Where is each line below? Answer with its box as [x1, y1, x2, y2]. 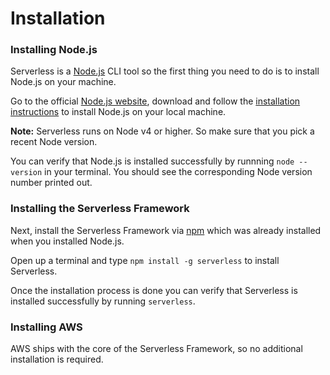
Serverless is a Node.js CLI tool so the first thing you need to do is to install [10, 65, 320, 77]
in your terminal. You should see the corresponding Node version [44, 166, 313, 178]
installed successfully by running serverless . [10, 295, 196, 307]
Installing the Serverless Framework [10, 202, 190, 216]
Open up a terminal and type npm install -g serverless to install [10, 254, 280, 266]
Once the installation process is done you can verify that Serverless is [10, 284, 298, 296]
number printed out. [10, 177, 93, 189]
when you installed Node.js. [10, 235, 125, 247]
